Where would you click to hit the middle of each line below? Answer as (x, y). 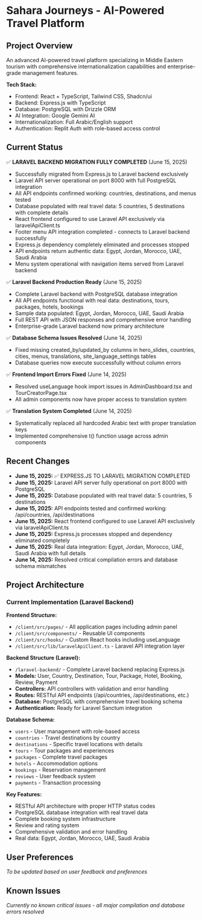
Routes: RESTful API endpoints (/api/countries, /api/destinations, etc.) (102, 695)
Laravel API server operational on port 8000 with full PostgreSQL (96, 180)
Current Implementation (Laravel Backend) (70, 602)
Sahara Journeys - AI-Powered (85, 11)
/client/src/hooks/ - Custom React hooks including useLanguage (97, 640)
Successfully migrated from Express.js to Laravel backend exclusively (102, 174)
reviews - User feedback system (55, 776)
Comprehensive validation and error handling (71, 832)
